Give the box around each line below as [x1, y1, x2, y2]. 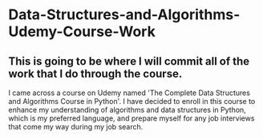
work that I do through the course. [8, 66, 183, 81]
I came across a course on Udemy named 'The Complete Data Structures [8, 88, 251, 97]
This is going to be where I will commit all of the [8, 54, 250, 68]
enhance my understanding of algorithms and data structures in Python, [8, 105, 246, 114]
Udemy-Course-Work [8, 22, 156, 41]
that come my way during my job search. [8, 122, 144, 131]
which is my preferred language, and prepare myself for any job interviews [8, 113, 255, 123]
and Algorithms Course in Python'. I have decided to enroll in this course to [8, 97, 256, 105]
